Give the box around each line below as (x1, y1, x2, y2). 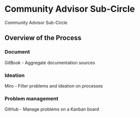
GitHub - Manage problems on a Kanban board (4, 106, 99, 112)
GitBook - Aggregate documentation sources (4, 60, 95, 66)
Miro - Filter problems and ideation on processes (4, 83, 103, 89)
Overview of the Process (4, 34, 82, 42)
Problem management (4, 95, 59, 102)
